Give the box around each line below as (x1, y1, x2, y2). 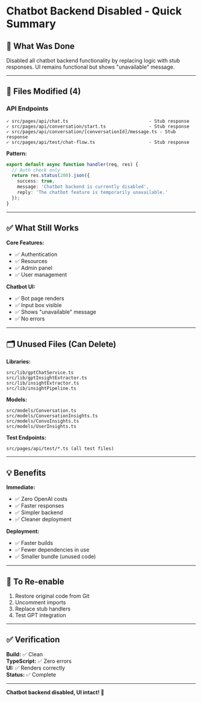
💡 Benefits (6, 468, 46, 478)
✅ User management (14, 271, 67, 278)
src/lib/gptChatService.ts (6, 370, 74, 376)
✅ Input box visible (14, 301, 62, 308)
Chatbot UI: (6, 283, 36, 290)
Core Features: (6, 239, 44, 246)
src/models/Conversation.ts (6, 408, 77, 414)
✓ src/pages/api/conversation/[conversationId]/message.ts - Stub (6, 128, 176, 135)
